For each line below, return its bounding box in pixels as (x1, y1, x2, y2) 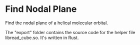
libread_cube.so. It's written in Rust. (5, 35, 79, 41)
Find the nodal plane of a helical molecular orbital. (5, 20, 108, 26)
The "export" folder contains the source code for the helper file (5, 29, 135, 35)
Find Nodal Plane (5, 3, 77, 15)
